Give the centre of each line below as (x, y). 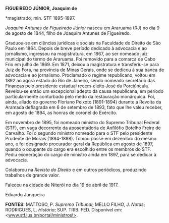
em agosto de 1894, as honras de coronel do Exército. (61, 113)
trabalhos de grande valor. (33, 175)
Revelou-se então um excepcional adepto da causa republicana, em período (84, 91)
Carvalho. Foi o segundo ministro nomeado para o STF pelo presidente (79, 133)
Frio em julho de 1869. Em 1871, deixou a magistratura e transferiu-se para (82, 64)
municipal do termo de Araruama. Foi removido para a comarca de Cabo (80, 59)
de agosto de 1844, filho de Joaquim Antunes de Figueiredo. (68, 33)
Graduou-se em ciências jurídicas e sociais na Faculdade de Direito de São (83, 43)
